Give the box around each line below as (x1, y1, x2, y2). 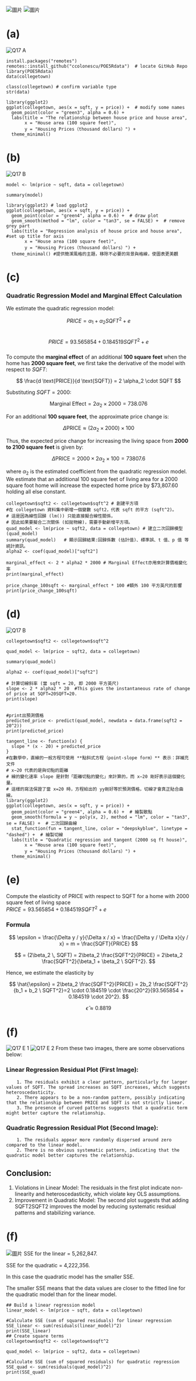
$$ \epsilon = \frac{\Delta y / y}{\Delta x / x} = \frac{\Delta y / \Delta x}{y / (8, 934, 189, 941)
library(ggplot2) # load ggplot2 (6, 202, 88, 208)
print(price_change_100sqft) (6, 588, 77, 594)
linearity (14, 1190, 35, 1197)
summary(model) (6, 192, 43, 198)
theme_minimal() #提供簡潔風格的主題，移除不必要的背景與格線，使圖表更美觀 (11, 251, 178, 257)
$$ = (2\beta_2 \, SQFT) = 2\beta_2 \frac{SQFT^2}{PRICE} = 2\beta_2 (14, 952, 183, 959)
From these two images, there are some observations (55, 1045, 185, 1052)
